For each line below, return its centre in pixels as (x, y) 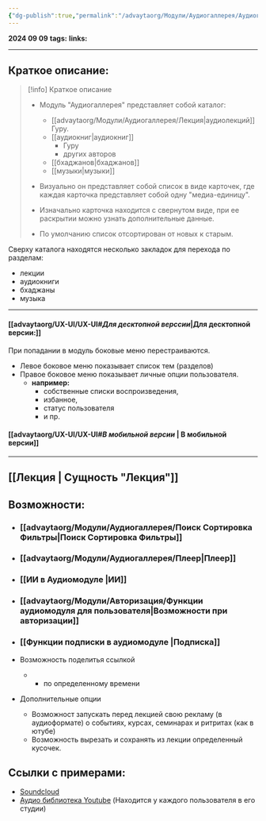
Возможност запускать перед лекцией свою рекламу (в (127, 714)
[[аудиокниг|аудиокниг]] (93, 137)
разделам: (26, 258)
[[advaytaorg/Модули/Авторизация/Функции (111, 601)
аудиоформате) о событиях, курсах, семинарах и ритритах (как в (142, 723)
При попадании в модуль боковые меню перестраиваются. (109, 350)
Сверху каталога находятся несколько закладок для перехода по (120, 249)
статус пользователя (79, 408)
